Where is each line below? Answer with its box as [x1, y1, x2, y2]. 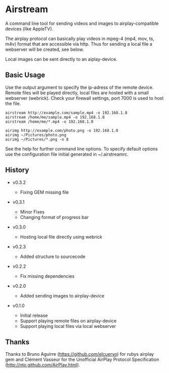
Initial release [20, 312, 48, 318]
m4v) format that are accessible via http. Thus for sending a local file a [5, 41, 152, 47]
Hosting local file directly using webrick [20, 234, 102, 240]
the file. [5, 100, 21, 106]
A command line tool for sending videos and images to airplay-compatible [5, 20, 159, 26]
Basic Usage [5, 71, 45, 80]
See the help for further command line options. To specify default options [5, 145, 158, 152]
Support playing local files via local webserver [20, 323, 116, 329]
